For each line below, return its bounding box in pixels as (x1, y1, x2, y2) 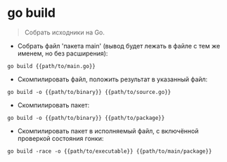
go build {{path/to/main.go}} (7, 62, 96, 69)
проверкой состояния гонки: (17, 134, 104, 142)
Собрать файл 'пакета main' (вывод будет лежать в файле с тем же (17, 41, 221, 50)
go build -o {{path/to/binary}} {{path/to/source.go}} (7, 88, 171, 95)
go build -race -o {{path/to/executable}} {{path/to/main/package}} (7, 147, 212, 155)
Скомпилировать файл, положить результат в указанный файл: (17, 75, 208, 83)
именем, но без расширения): (17, 49, 108, 58)
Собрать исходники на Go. (24, 28, 105, 36)
